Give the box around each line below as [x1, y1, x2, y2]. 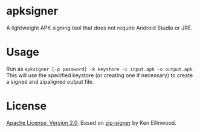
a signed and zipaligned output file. [6, 78, 94, 85]
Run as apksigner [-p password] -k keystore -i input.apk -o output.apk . [6, 65, 195, 72]
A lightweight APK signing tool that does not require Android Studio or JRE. [6, 24, 193, 31]
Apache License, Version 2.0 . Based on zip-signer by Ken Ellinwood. [6, 119, 176, 126]
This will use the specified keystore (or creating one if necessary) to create [6, 71, 193, 79]
